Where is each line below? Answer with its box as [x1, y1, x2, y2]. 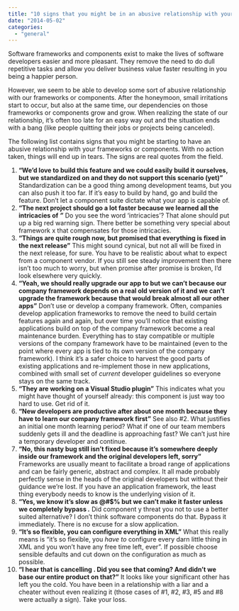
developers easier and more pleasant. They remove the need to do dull [8, 57, 215, 66]
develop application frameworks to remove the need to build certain [18, 309, 217, 318]
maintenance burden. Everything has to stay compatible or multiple [18, 332, 215, 340]
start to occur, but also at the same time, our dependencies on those [8, 101, 209, 110]
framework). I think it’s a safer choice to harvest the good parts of [18, 354, 211, 363]
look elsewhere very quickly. [18, 271, 102, 280]
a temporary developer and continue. [18, 437, 127, 446]
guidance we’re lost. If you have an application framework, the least [18, 483, 216, 491]
